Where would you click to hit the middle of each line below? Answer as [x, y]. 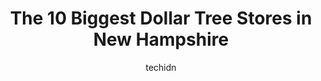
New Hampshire [161, 39]
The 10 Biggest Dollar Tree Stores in [161, 18]
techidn [161, 67]
